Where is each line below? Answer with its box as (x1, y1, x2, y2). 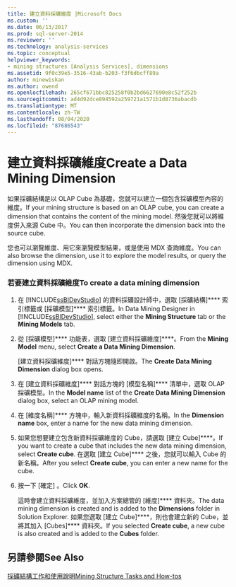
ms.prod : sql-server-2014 (7, 30, 83, 37)
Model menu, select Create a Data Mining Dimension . (17, 342, 176, 351)
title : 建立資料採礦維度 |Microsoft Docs (7, 10, 122, 18)
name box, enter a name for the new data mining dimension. (17, 419, 193, 427)
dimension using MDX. (7, 259, 73, 267)
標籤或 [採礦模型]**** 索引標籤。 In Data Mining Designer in (23, 304, 195, 313)
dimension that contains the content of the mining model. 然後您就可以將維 (7, 212, 224, 221)
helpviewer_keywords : (7, 57, 71, 64)
